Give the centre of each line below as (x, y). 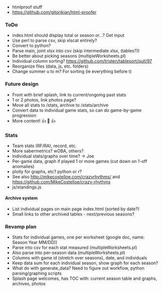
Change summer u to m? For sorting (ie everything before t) (72, 71)
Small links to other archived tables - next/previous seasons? (73, 214)
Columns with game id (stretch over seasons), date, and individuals (80, 258)
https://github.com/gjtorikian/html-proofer (54, 12)
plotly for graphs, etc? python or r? (47, 171)
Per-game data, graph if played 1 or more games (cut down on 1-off (80, 161)
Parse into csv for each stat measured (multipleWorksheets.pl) (75, 248)
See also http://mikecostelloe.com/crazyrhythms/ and (66, 176)
